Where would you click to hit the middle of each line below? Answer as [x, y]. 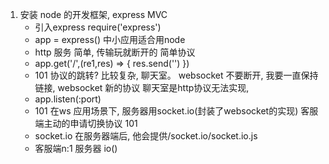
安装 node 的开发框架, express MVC [93, 14]
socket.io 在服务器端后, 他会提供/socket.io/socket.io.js [146, 136]
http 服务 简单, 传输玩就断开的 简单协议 [115, 52]
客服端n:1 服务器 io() [76, 148]
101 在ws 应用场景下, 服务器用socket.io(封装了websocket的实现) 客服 [176, 111]
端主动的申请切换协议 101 [86, 123]
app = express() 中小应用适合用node [110, 39]
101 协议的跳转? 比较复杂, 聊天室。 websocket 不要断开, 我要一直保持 [176, 75]
